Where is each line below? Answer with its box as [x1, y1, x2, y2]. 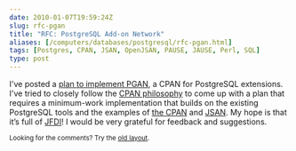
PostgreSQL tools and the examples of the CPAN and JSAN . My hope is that [9, 107, 287, 117]
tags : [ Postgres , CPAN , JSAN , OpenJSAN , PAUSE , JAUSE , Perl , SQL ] [9, 46, 260, 55]
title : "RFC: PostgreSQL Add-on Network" [9, 29, 165, 38]
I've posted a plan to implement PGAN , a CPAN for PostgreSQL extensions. [9, 79, 284, 89]
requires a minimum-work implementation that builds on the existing [9, 98, 260, 107]
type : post [9, 54, 50, 63]
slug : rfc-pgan [9, 21, 66, 30]
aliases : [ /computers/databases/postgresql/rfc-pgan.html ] [9, 37, 233, 47]
